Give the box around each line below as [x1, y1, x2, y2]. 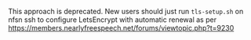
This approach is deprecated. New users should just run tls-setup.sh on [8, 7, 244, 16]
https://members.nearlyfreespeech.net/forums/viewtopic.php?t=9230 [8, 24, 235, 32]
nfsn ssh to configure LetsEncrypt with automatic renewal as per [8, 15, 217, 24]
